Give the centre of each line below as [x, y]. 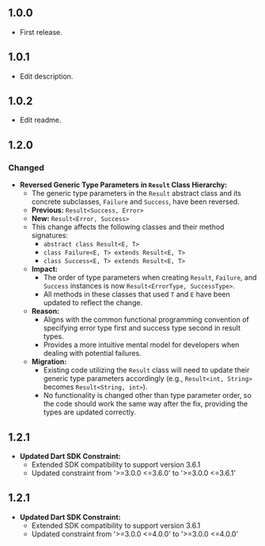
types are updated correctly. [89, 412]
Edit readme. [40, 120]
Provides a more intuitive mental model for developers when [141, 345]
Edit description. [46, 76]
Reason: [45, 311]
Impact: [44, 269]
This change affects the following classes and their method [128, 227]
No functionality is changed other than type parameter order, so [147, 395]
